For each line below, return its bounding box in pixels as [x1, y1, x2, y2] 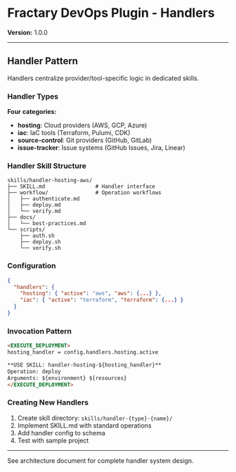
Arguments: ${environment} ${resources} [7, 374, 128, 381]
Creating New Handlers [7, 397, 89, 407]
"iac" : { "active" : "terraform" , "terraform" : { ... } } [20, 297, 184, 304]
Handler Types [7, 91, 58, 101]
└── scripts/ [7, 227, 46, 234]
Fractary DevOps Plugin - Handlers [7, 5, 216, 21]
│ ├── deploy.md [7, 202, 61, 209]
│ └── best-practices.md [7, 220, 86, 227]
